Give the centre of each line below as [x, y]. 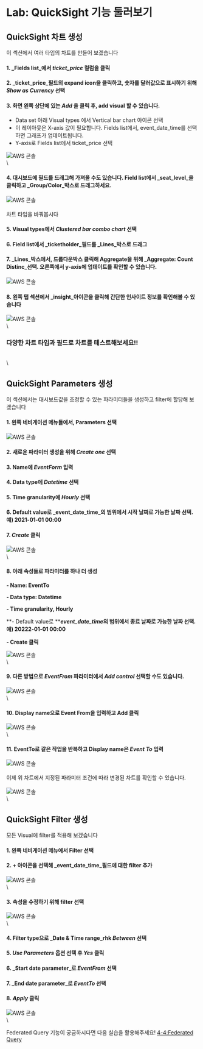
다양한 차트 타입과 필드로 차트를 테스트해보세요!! [72, 343]
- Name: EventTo [28, 585]
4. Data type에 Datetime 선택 [43, 482]
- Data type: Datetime [34, 597]
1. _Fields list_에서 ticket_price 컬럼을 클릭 [58, 68]
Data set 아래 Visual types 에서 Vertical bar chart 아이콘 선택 [89, 120]
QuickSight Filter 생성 [47, 820]
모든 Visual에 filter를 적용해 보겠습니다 [52, 835]
